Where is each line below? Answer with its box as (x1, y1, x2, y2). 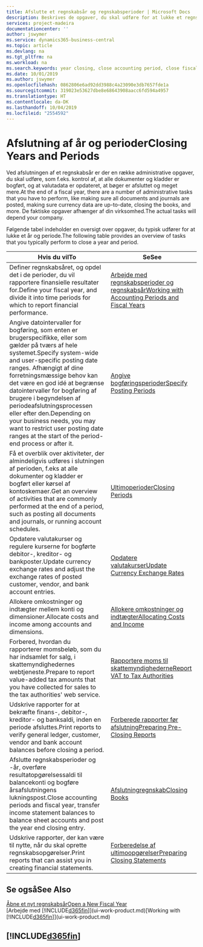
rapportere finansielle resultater (9, 278, 99, 287)
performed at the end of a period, (9, 502, 104, 511)
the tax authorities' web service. (9, 690, 101, 699)
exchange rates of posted (9, 572, 82, 581)
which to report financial (9, 301, 79, 309)
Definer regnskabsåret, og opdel (9, 263, 101, 272)
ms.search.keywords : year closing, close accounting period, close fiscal (6, 65, 199, 71)
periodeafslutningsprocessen (9, 402, 92, 410)
